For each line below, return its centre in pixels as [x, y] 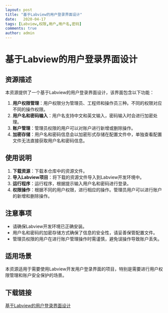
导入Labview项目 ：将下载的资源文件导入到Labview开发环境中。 [78, 177]
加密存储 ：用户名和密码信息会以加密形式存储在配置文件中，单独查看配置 [87, 134]
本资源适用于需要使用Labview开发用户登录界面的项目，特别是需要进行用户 [82, 269]
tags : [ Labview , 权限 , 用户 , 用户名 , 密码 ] [43, 24]
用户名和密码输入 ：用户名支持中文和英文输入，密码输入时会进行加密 [83, 115]
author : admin [20, 33]
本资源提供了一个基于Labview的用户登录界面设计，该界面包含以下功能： [80, 92]
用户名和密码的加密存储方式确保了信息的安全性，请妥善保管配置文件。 [85, 232]
